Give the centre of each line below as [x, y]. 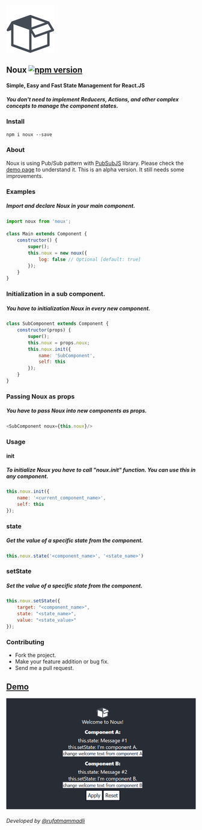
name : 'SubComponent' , [67, 356]
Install [16, 121]
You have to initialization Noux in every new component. [78, 308]
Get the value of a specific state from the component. [75, 541]
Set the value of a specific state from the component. [75, 586]
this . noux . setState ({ [33, 601]
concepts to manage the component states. [62, 106]
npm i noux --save [29, 135]
